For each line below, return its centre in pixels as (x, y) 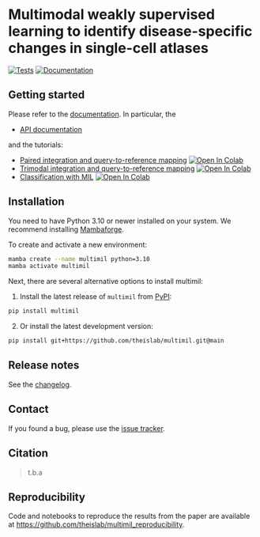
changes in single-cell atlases (109, 48)
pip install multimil (44, 311)
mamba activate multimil (49, 267)
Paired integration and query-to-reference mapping (103, 160)
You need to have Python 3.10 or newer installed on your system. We (120, 221)
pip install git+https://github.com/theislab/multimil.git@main (116, 341)
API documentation (51, 129)
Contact (28, 409)
